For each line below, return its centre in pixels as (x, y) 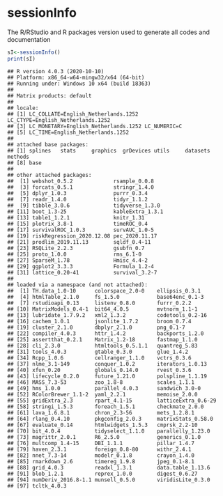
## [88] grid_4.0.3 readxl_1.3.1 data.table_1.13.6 (109, 467)
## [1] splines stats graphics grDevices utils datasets (109, 150)
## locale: (23, 108)
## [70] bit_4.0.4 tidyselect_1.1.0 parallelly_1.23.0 (109, 431)
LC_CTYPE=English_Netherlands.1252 (59, 120)
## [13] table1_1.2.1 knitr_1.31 (76, 217)
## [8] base (24, 163)
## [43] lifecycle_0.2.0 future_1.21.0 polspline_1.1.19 (107, 376)
